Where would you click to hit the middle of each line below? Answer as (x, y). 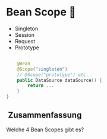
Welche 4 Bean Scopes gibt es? (45, 129)
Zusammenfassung (45, 115)
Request (25, 41)
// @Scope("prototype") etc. (53, 75)
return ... (41, 86)
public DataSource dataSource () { (59, 80)
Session (24, 34)
